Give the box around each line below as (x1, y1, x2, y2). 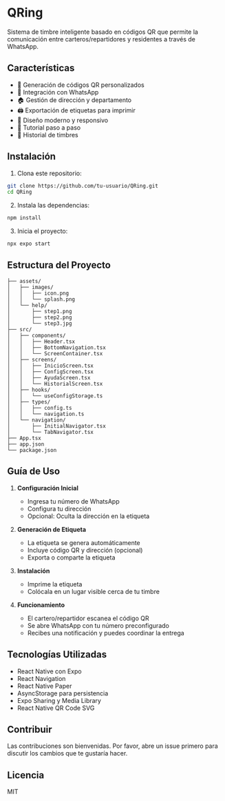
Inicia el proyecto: (17, 227, 68, 235)
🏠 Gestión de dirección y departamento (17, 95, 132, 104)
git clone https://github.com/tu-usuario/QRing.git (7, 182, 158, 189)
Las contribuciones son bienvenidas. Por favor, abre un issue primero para (7, 742, 218, 750)
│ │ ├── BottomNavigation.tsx (7, 344, 107, 351)
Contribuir (7, 723, 53, 735)
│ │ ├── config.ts (7, 404, 72, 411)
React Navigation (17, 674, 66, 682)
